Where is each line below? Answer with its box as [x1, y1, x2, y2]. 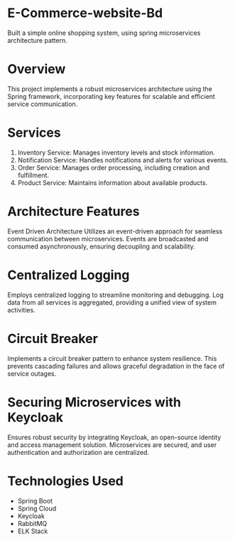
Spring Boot [17, 496, 53, 505]
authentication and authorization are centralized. [7, 448, 150, 456]
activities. [7, 305, 35, 314]
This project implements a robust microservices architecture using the [7, 84, 213, 93]
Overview [7, 61, 66, 78]
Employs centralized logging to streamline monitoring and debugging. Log [7, 290, 224, 299]
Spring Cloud [17, 504, 57, 513]
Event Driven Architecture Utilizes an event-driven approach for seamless [7, 226, 223, 236]
